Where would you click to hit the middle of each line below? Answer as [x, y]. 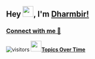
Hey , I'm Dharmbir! [48, 14]
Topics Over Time [63, 49]
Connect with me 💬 [34, 31]
